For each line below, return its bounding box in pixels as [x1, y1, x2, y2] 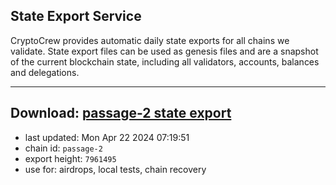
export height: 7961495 [24, 152, 117, 164]
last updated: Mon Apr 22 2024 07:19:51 [24, 131, 190, 143]
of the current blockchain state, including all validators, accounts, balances [10, 55, 320, 68]
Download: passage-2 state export [10, 105, 232, 122]
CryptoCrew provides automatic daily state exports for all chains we [10, 34, 290, 46]
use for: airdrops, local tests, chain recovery [24, 163, 207, 175]
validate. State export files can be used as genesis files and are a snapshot [10, 45, 319, 57]
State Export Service [10, 8, 142, 25]
